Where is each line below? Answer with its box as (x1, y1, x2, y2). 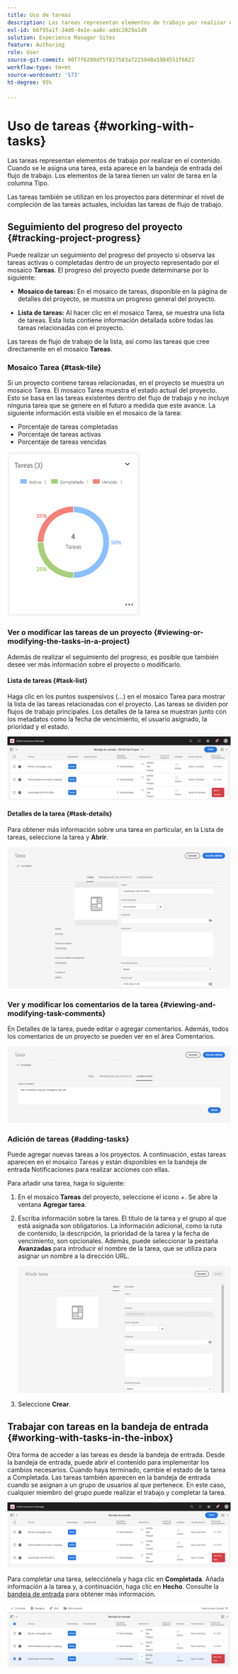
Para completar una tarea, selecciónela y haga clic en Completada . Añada (7, 1575, 225, 1583)
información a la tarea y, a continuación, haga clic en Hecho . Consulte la (7, 1582, 220, 1590)
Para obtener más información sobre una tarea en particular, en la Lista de (7, 825, 225, 833)
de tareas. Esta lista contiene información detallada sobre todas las (17, 316, 214, 324)
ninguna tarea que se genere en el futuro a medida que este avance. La (7, 401, 216, 410)
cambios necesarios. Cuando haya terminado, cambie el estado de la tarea (7, 1466, 226, 1474)
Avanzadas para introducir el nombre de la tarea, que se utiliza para (17, 1244, 217, 1253)
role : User (7, 49, 40, 56)
